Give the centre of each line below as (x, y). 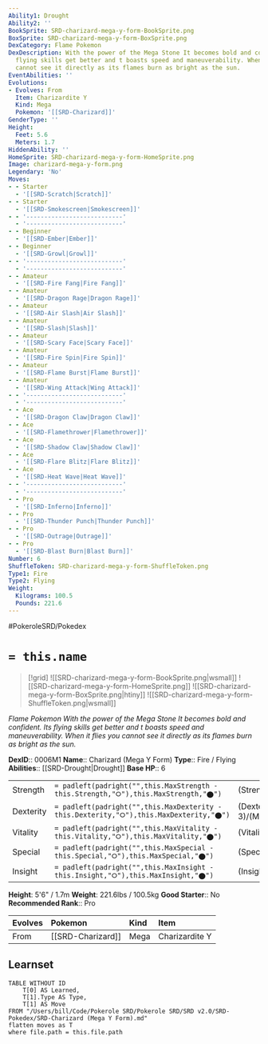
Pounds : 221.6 (39, 603)
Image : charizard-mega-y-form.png (66, 165)
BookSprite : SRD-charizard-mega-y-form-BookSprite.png (101, 30)
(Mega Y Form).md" (117, 1018)
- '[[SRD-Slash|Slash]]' (57, 328)
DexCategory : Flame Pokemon (55, 46)
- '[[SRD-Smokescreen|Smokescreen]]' (78, 209)
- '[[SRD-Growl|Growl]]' (57, 254)
